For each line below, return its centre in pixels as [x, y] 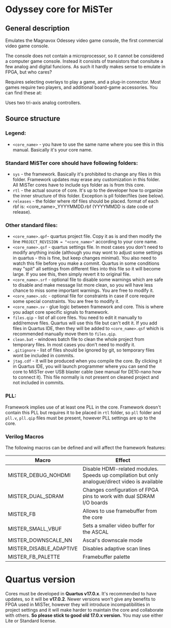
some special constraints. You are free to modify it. [66, 302]
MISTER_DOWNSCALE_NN [40, 540]
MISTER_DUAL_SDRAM [36, 496]
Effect [123, 460]
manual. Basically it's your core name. [52, 149]
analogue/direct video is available [123, 482]
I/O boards [95, 503]
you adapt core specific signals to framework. [61, 312]
